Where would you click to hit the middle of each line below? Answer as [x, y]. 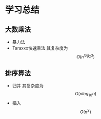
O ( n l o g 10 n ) [86, 94]
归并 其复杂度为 [28, 86]
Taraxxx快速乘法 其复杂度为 [40, 48]
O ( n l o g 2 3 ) [86, 56]
